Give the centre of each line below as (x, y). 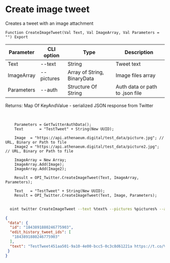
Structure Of (82, 86)
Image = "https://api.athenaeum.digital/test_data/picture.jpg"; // (89, 138)
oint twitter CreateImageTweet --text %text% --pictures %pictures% (83, 209)
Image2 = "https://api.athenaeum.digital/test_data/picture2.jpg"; (87, 147)
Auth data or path (136, 86)
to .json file (129, 93)
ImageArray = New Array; (40, 160)
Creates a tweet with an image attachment (49, 23)
